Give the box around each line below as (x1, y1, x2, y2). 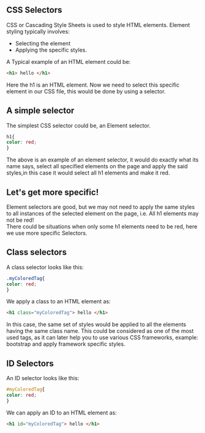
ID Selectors (6, 358, 54, 369)
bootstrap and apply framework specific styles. (6, 340, 125, 348)
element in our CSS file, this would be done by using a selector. (6, 87, 166, 95)
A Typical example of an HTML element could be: (6, 58, 131, 65)
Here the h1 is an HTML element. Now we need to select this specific (6, 81, 180, 88)
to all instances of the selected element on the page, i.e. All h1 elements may (6, 209, 199, 217)
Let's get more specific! (6, 187, 99, 197)
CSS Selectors (6, 5, 62, 15)
